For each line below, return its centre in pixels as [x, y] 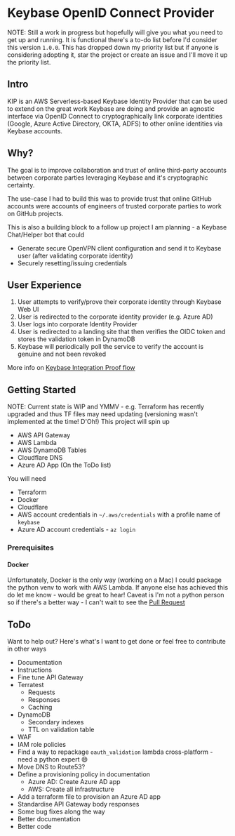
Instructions [35, 670]
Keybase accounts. [35, 131]
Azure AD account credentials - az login [76, 530]
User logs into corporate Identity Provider [78, 324]
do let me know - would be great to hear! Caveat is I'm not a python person [116, 595]
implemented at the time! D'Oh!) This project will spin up [88, 422]
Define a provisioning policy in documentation [84, 774]
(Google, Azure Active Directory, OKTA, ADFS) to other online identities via [115, 124]
